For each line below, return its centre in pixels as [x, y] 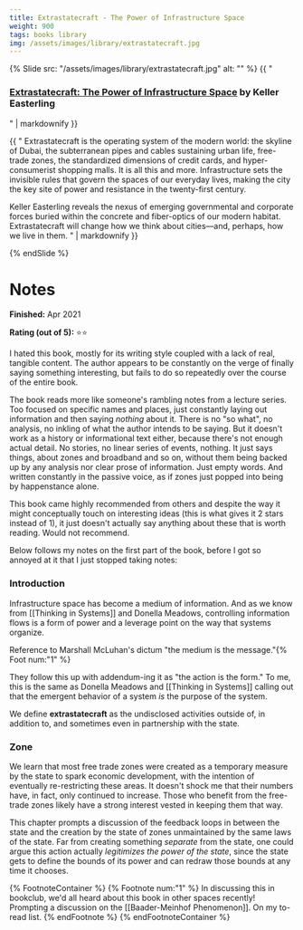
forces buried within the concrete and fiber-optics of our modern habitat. [145, 216]
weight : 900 [32, 26]
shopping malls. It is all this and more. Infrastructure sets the [170, 169]
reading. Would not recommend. [69, 533]
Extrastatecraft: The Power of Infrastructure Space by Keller [144, 92]
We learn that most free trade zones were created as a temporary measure [149, 767]
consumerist [33, 169]
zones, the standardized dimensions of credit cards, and [136, 160]
